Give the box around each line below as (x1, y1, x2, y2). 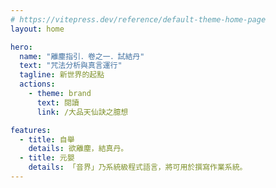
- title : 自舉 (19, 134, 75, 145)
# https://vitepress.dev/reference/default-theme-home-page (10, 14, 267, 25)
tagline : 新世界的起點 (19, 70, 105, 80)
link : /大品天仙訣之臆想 (36, 107, 129, 117)
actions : (19, 79, 56, 90)
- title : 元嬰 (19, 153, 75, 163)
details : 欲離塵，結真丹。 (28, 144, 129, 154)
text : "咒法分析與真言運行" (19, 61, 123, 71)
